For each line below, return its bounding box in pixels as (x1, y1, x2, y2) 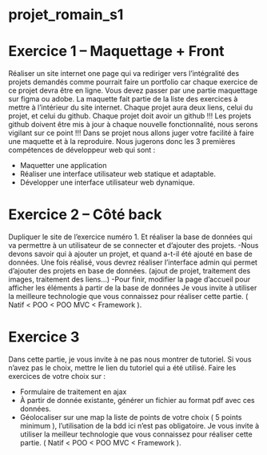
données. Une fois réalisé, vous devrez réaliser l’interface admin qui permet (8, 257, 258, 267)
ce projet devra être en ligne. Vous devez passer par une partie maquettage (8, 86, 258, 95)
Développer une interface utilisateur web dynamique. (19, 178, 195, 187)
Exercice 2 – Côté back (8, 206, 162, 224)
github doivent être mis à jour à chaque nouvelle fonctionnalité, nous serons (8, 120, 258, 130)
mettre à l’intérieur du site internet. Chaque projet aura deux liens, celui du (8, 102, 253, 113)
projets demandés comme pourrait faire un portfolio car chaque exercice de (8, 78, 258, 87)
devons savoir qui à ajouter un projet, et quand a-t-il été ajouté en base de (8, 249, 253, 259)
